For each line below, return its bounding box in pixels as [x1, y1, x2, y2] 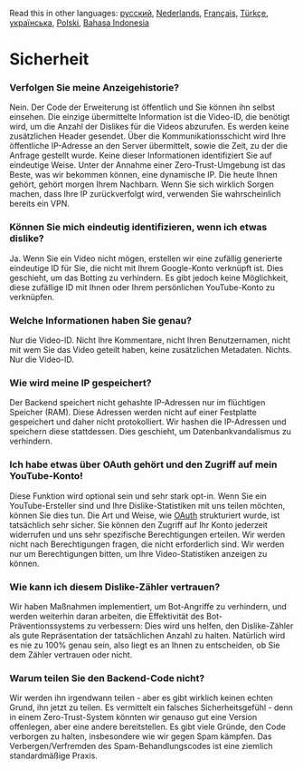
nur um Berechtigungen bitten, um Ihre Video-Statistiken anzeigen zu [9, 548, 268, 559]
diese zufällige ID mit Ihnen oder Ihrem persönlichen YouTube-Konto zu [9, 281, 276, 293]
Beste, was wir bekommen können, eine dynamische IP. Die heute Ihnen [9, 170, 278, 180]
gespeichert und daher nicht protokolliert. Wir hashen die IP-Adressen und [9, 416, 287, 427]
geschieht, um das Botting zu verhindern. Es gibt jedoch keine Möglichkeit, [9, 272, 289, 283]
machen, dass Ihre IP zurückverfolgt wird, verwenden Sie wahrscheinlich [9, 189, 281, 200]
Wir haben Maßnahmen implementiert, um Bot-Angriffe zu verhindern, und [9, 600, 288, 611]
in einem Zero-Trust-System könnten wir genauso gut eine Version [9, 712, 258, 723]
